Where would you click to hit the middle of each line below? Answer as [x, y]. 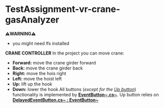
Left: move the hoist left [37, 78]
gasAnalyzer [32, 20]
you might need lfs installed [41, 43]
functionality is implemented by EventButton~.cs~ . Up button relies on [85, 94]
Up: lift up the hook [32, 84]
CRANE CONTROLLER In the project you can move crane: [65, 53]
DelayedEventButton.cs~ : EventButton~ [55, 100]
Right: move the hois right [39, 73]
